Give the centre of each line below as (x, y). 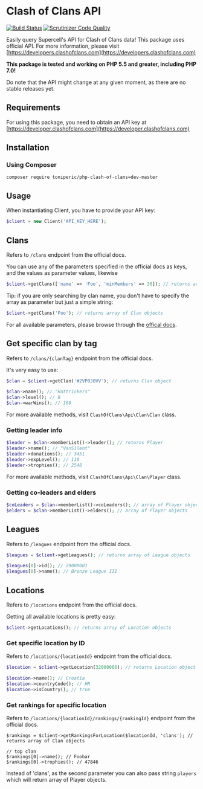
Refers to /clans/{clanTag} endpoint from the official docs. (80, 358)
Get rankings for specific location (56, 705)
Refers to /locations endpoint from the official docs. (72, 605)
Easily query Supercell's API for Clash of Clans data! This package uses (95, 39)
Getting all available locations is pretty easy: (61, 616)
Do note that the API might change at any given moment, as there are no (96, 82)
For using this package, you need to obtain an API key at (76, 122)
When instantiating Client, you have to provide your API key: (81, 210)
